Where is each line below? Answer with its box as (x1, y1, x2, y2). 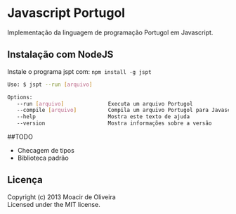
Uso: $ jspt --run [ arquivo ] (7, 81, 93, 88)
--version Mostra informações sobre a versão (16, 120, 212, 127)
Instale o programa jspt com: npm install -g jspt (7, 67, 152, 75)
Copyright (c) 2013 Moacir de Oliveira (7, 192, 116, 201)
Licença (7, 174, 44, 186)
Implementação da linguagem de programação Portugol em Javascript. (7, 28, 214, 37)
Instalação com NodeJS (7, 49, 114, 61)
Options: (7, 94, 33, 101)
